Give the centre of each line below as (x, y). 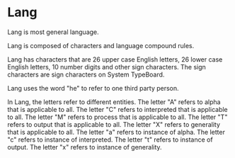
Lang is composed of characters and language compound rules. (101, 45)
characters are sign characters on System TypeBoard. (86, 74)
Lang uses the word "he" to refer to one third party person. (93, 88)
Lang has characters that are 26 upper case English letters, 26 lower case (115, 59)
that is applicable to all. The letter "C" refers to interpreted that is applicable (117, 109)
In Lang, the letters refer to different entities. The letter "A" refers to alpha (114, 102)
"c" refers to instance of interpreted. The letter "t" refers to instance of (110, 140)
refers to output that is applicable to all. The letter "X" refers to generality (114, 124)
